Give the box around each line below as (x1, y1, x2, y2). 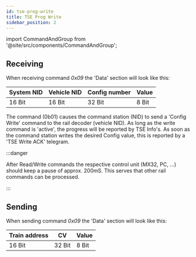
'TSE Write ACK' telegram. (6, 138, 70, 146)
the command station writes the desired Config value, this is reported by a (6, 132, 185, 139)
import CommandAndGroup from (6, 36, 86, 43)
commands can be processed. (6, 174, 80, 181)
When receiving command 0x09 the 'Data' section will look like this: (6, 75, 170, 82)
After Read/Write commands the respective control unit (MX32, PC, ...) (6, 161, 177, 168)
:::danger (6, 150, 28, 157)
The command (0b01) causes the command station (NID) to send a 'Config (6, 113, 187, 120)
